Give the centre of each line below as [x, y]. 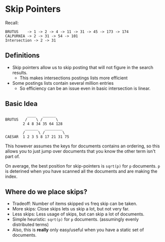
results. [20, 72]
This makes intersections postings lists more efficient [74, 78]
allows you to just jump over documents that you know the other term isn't [81, 151]
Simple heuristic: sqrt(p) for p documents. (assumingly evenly [75, 219]
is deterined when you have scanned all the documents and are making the [81, 171]
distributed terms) [31, 225]
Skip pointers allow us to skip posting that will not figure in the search [83, 67]
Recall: [12, 23]
